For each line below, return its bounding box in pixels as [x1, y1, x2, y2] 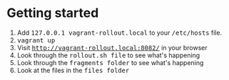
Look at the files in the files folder [16, 66, 130, 74]
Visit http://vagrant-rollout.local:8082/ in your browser [16, 43, 208, 52]
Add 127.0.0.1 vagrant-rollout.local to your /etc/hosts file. [16, 28, 223, 37]
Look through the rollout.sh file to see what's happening [16, 51, 200, 59]
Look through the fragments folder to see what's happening [16, 58, 204, 67]
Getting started [6, 5, 99, 21]
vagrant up [16, 36, 56, 44]
